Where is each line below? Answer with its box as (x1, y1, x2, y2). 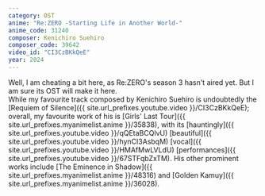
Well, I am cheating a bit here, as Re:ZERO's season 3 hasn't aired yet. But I (8, 77, 255, 87)
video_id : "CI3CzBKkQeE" (8, 48, 90, 56)
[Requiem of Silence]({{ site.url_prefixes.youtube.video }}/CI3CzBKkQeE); (8, 102, 250, 112)
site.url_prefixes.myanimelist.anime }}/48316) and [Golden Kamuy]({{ (8, 170, 234, 179)
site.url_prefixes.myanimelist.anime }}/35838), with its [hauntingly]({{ (8, 120, 235, 129)
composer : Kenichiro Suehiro (8, 33, 105, 42)
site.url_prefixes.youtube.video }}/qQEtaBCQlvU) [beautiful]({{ (8, 128, 213, 137)
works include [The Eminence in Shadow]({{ (8, 162, 153, 171)
